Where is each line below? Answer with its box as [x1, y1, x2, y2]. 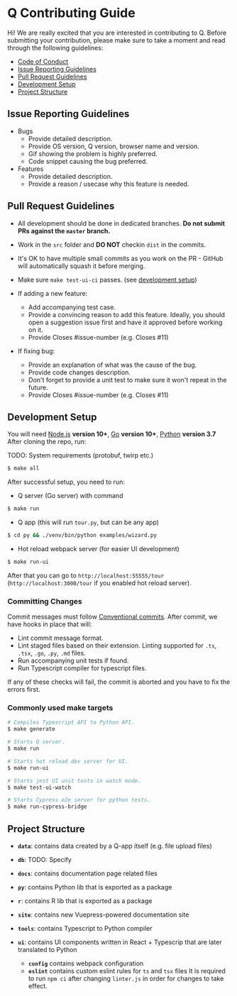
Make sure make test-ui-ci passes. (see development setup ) [17, 275, 197, 284]
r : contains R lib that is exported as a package [17, 897, 153, 905]
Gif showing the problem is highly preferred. [28, 149, 158, 157]
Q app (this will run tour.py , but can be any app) [17, 518, 160, 526]
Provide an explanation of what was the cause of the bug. [28, 360, 197, 369]
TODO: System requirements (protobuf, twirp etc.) [7, 451, 154, 460]
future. [28, 383, 48, 392]
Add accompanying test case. [28, 303, 116, 311]
